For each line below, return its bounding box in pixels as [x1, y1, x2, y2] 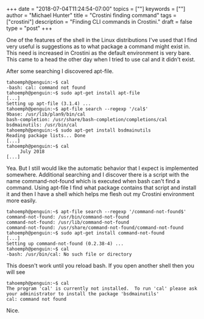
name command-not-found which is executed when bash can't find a [6, 178, 180, 184]
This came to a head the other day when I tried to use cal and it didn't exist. [6, 56, 196, 63]
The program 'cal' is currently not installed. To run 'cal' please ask [6, 286, 198, 292]
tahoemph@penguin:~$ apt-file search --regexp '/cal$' [6, 106, 149, 112]
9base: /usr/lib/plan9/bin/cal [6, 111, 86, 117]
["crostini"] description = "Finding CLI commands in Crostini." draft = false [6, 18, 193, 25]
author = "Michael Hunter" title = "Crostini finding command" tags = [6, 12, 177, 19]
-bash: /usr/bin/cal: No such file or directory [6, 251, 132, 258]
